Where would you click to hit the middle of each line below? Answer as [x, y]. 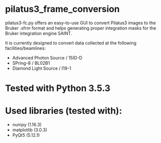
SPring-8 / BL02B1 [31, 63]
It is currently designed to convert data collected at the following [71, 43]
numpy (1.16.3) [27, 125]
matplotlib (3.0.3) [30, 130]
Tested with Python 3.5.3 [58, 88]
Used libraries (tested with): [64, 111]
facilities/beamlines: [25, 48]
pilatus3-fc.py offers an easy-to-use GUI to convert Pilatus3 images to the [80, 23]
